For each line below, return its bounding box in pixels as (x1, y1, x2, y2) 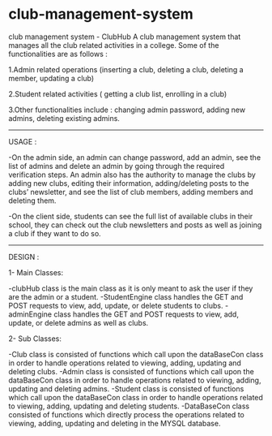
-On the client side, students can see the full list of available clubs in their (8, 211, 253, 221)
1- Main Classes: (8, 267, 64, 277)
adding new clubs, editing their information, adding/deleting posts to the (8, 178, 249, 188)
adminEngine (8, 309, 53, 319)
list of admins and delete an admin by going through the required (8, 161, 225, 171)
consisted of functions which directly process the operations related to (8, 409, 244, 419)
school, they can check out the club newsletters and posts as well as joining (8, 220, 262, 230)
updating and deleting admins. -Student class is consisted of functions (8, 383, 244, 394)
